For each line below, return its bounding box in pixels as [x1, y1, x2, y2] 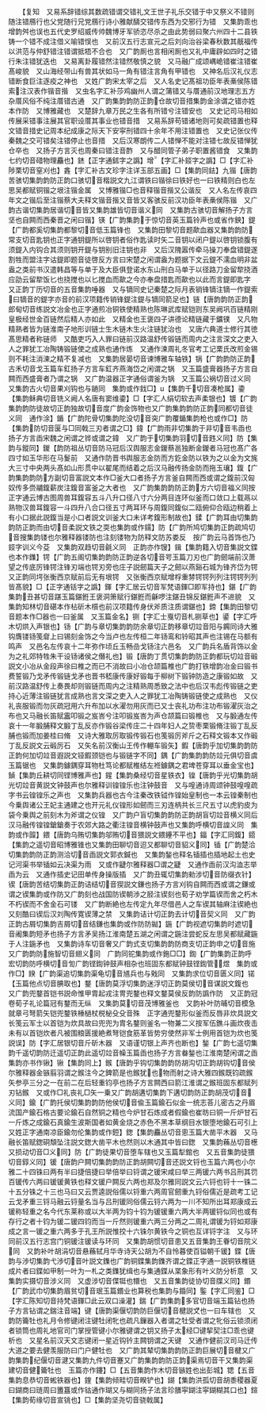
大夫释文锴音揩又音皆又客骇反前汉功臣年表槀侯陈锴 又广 [70, 195, 258, 205]
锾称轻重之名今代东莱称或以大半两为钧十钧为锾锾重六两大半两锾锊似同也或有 [8, 1207, 258, 1216]
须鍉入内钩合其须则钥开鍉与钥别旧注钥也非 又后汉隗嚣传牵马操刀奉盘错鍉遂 [8, 245, 258, 254]
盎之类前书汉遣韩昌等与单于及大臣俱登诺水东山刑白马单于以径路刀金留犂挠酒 [8, 265, 258, 274]
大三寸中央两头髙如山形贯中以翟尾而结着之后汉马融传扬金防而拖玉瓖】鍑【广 [8, 463, 258, 472]
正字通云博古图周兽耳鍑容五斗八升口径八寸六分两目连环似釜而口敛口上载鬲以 [8, 493, 258, 502]
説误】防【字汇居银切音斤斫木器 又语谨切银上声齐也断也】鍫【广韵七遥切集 [8, 1038, 258, 1047]
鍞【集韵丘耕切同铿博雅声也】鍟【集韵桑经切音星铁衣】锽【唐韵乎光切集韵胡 [8, 770, 258, 780]
